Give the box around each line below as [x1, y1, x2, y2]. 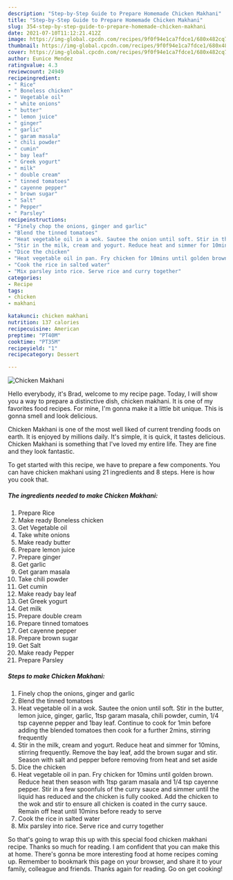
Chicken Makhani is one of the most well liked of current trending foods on [8, 425, 221, 434]
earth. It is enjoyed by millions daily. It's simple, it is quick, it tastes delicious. [8, 432, 225, 441]
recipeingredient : [8, 74, 61, 82]
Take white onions [17, 531, 70, 539]
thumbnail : [8, 42, 39, 49]
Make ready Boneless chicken [17, 516, 104, 525]
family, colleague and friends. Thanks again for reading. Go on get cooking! [8, 865, 223, 873]
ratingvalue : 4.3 [8, 62, 58, 69]
